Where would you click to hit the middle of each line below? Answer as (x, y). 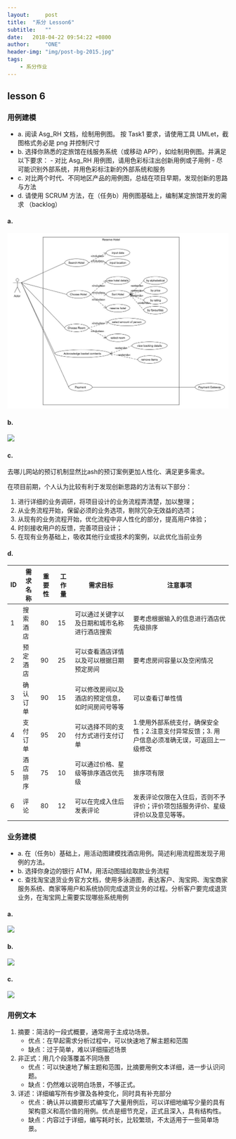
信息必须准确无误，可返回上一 (183, 739)
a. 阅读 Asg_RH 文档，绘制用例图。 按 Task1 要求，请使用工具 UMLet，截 (123, 134)
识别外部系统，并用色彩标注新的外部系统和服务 (98, 170)
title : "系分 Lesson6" (41, 22)
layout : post (33, 15)
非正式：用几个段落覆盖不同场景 (64, 1058)
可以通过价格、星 (99, 764)
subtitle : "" (29, 30)
